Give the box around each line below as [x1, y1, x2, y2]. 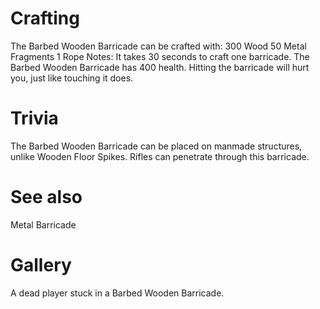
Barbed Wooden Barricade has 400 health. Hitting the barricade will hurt [10, 61, 310, 73]
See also [10, 186, 83, 209]
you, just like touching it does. [10, 72, 134, 84]
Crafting [10, 7, 80, 30]
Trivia [10, 107, 59, 130]
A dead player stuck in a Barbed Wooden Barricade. [10, 287, 225, 299]
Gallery [10, 254, 72, 276]
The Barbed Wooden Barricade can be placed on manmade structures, [10, 140, 303, 152]
